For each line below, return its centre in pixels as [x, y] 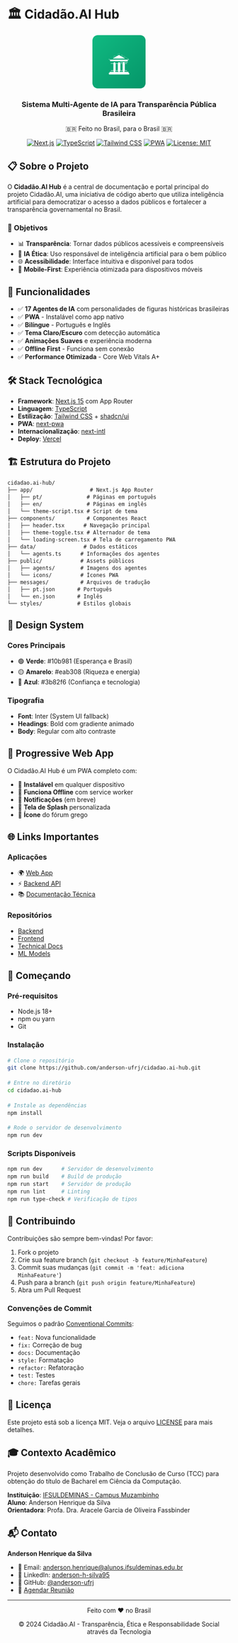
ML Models [34, 954]
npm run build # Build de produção [64, 1177]
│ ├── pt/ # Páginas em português [82, 497]
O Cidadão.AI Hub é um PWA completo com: [72, 770]
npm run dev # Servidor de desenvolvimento [80, 1169]
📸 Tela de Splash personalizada [64, 807]
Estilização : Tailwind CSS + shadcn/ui [73, 416]
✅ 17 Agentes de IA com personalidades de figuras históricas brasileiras [123, 309]
